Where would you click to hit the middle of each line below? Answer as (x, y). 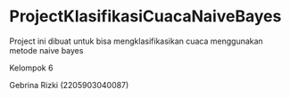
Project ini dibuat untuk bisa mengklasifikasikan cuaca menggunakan (136, 41)
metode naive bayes (46, 50)
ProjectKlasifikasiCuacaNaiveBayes (145, 16)
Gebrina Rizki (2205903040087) (69, 85)
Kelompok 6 (31, 68)
